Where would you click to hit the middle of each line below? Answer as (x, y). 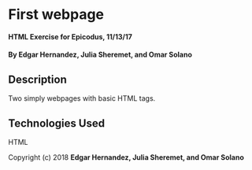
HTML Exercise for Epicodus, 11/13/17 (70, 36)
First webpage (56, 15)
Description (37, 79)
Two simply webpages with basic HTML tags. (82, 98)
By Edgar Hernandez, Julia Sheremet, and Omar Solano (100, 55)
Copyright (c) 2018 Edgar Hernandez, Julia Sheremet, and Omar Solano (126, 157)
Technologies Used (56, 123)
